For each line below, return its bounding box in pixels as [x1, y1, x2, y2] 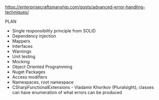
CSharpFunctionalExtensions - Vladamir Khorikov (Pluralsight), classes [12, 85, 154, 90]
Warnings [12, 48, 32, 54]
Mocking [12, 59, 30, 64]
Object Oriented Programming [12, 64, 73, 70]
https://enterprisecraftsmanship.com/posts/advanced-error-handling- [5, 4, 145, 10]
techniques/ [5, 9, 29, 15]
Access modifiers [12, 74, 48, 80]
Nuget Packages [12, 69, 46, 74]
